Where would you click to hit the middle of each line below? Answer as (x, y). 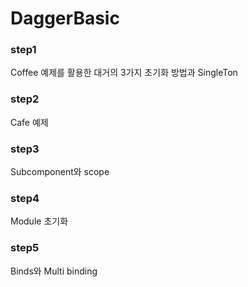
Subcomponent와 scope (60, 172)
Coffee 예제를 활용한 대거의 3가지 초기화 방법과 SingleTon (124, 73)
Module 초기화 (39, 221)
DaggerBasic (65, 18)
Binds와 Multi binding (54, 271)
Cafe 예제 (29, 122)
